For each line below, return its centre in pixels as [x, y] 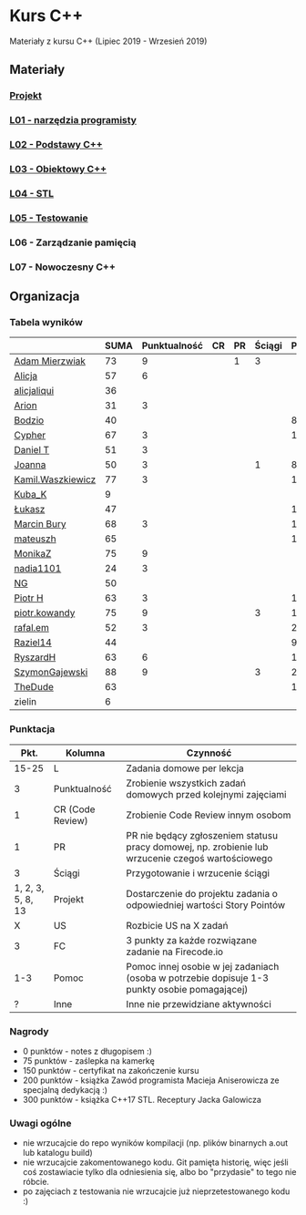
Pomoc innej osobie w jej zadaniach [203, 966]
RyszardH [35, 657]
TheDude [34, 687]
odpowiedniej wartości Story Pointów [206, 905]
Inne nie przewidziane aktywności [199, 1004]
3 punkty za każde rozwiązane [192, 940]
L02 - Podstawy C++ [56, 145]
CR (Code [74, 809]
